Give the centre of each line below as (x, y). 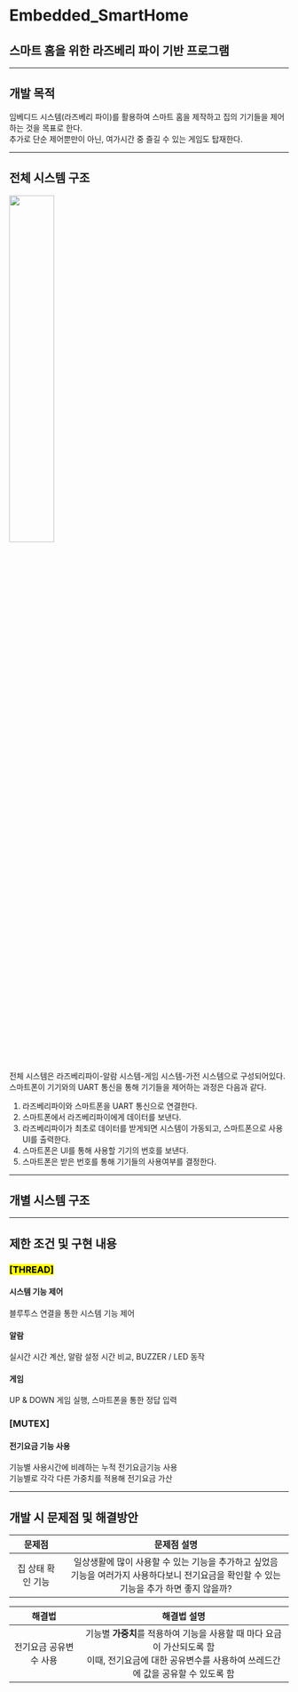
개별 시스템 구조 (50, 1201)
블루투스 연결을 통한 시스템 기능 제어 (72, 1313)
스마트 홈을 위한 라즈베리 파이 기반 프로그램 (119, 50)
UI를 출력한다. (46, 1139)
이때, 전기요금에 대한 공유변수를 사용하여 (166, 1661)
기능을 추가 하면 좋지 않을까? (176, 1589)
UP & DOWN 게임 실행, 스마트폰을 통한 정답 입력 (93, 1400)
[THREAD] (32, 1270)
